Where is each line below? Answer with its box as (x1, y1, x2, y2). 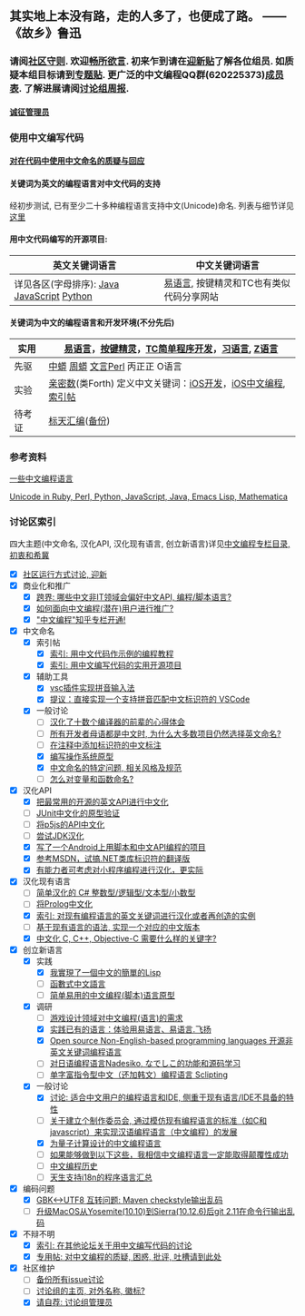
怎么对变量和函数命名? (49, 773, 134, 784)
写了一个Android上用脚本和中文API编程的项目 (35, 842, 206, 853)
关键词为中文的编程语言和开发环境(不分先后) (9, 317, 175, 329)
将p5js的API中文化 (35, 820, 105, 830)
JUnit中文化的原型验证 (35, 807, 121, 819)
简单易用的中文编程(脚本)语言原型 (49, 989, 175, 1000)
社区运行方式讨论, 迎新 (22, 568, 107, 579)
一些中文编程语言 (9, 473, 74, 484)
